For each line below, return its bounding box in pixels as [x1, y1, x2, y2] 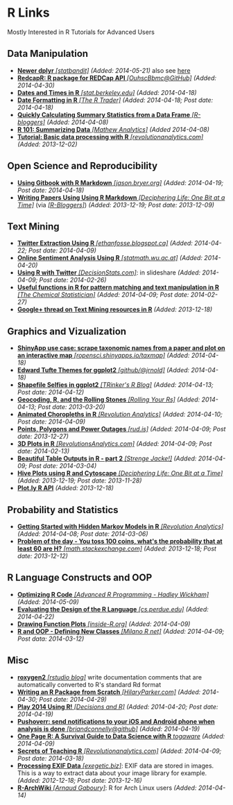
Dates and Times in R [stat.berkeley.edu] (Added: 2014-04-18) [17, 88, 197, 96]
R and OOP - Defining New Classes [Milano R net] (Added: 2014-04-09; [17, 627, 225, 635]
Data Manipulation [7, 48, 89, 60]
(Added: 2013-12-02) [17, 140, 78, 148]
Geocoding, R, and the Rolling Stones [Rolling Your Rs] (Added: [17, 395, 200, 404]
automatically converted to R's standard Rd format [17, 680, 162, 689]
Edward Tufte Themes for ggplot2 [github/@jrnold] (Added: [17, 366, 190, 374]
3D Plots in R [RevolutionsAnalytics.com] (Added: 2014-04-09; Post [17, 440, 212, 448]
